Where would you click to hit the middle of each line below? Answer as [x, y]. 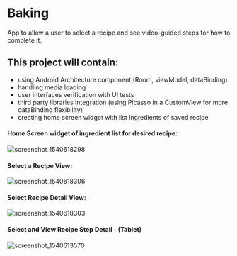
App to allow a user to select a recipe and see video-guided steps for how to [119, 33]
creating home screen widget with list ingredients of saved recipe [113, 117]
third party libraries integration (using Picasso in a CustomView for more [123, 102]
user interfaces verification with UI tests [76, 94]
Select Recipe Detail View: [47, 197]
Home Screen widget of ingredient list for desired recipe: [93, 133]
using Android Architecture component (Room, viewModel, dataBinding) [122, 79]
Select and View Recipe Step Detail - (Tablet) [75, 229]
